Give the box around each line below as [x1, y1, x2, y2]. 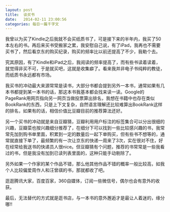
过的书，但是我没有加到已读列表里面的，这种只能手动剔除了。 [5, 150, 134, 156]
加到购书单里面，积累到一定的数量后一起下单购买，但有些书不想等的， [14, 131, 160, 137]
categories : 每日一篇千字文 [5, 21, 59, 27]
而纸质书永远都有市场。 [5, 72, 54, 78]
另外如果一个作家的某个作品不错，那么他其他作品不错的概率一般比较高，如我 [5, 161, 165, 167]
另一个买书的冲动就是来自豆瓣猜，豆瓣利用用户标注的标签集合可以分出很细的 [5, 119, 165, 125]
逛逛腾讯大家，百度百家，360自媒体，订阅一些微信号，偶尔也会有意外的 [5, 178, 156, 184]
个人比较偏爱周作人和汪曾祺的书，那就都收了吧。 [5, 167, 107, 173]
